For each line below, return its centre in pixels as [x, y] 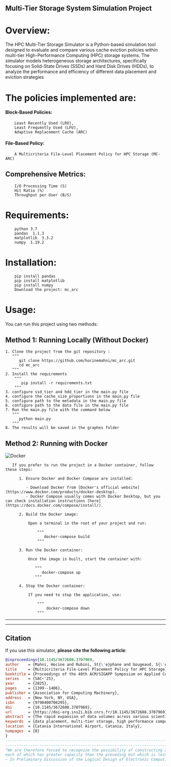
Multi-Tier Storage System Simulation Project [79, 8]
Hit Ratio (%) [29, 190]
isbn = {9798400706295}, [37, 703]
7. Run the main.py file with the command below [58, 410]
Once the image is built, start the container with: [85, 559]
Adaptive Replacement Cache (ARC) [51, 132]
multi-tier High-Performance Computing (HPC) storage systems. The [78, 55]
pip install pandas [35, 276]
